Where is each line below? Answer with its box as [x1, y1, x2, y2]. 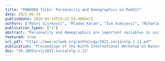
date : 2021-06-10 [5, 12, 41, 17]
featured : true [5, 35, 36, 40]
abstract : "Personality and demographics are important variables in [5, 30, 151, 35]
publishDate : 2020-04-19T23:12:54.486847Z [5, 16, 93, 21]
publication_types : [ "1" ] [5, 26, 58, 30]
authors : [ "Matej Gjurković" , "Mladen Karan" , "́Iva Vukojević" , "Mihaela [5, 21, 160, 26]
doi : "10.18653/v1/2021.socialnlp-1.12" [5, 48, 89, 53]
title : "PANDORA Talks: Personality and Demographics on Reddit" [5, 7, 141, 12]
